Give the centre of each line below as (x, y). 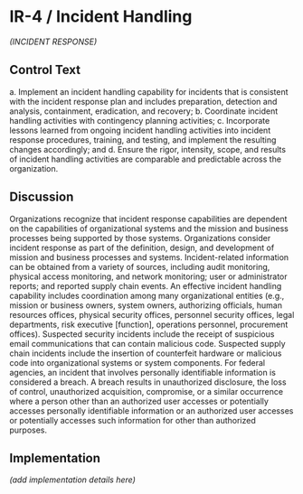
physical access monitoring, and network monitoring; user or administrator (148, 276)
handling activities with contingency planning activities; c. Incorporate (140, 120)
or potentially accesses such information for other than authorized (133, 420)
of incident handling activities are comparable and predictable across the (146, 159)
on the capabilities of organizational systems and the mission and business (149, 228)
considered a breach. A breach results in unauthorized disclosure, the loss (148, 382)
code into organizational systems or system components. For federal (137, 362)
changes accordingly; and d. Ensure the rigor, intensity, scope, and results (148, 149)
